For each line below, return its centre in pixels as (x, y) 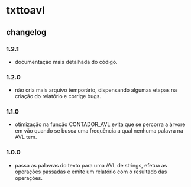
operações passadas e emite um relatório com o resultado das (91, 172)
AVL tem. (26, 137)
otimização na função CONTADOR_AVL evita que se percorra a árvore (100, 124)
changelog (26, 32)
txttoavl (26, 10)
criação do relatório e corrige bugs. (58, 96)
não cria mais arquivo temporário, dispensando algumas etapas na (96, 90)
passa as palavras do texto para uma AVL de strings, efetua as (91, 165)
